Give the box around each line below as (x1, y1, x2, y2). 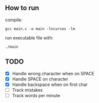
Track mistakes (12, 87, 43, 93)
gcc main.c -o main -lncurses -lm (5, 26, 76, 31)
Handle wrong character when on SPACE (12, 70, 95, 76)
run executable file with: (5, 35, 54, 41)
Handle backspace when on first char (12, 82, 88, 87)
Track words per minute (12, 92, 60, 98)
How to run (5, 4, 40, 12)
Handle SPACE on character (12, 76, 68, 82)
